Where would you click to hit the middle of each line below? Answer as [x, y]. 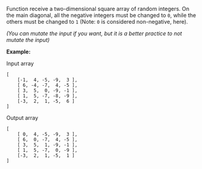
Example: [19, 52]
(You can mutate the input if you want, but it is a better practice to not [94, 33]
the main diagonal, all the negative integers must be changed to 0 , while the [101, 15]
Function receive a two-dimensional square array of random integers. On [98, 9]
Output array [22, 118]
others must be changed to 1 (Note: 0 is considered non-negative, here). [97, 22]
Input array [20, 64]
